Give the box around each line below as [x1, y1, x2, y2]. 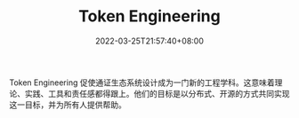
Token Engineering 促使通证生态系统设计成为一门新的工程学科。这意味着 [9, 77, 275, 88]
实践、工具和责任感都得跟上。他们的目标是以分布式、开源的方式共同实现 [24, 88, 290, 98]
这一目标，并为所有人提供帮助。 [9, 99, 126, 110]
